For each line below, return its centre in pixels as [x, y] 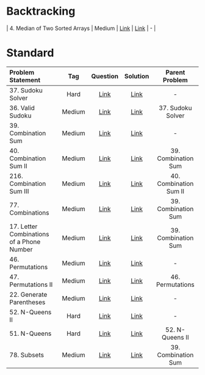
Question [105, 76]
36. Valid [22, 108]
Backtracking [41, 11]
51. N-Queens [31, 333]
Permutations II [31, 284]
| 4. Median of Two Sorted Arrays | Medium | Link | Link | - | [81, 28]
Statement [25, 80]
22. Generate [28, 294]
